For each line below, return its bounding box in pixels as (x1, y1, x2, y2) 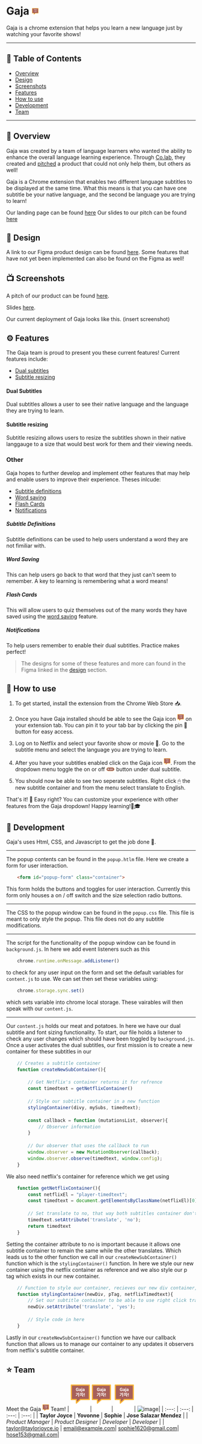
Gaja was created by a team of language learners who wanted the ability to (6, 147, 192, 154)
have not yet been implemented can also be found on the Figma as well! (6, 255, 185, 263)
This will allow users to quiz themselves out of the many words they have (6, 606, 188, 614)
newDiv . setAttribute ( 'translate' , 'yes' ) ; (28, 1304, 136, 1310)
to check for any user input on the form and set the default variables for (6, 968, 184, 976)
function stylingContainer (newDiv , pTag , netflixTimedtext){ (17, 1291, 173, 1297)
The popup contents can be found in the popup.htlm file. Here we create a (6, 856, 189, 863)
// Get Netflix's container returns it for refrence (28, 1079, 163, 1085)
